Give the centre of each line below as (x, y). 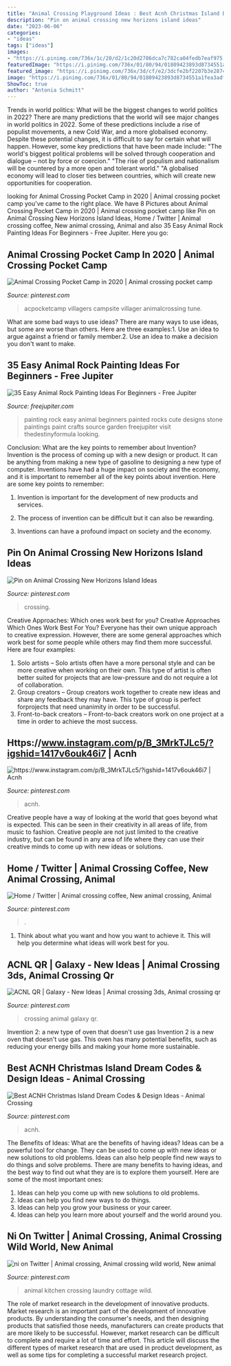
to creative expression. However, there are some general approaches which (114, 634)
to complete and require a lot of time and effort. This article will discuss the (113, 1340)
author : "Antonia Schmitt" (46, 90)
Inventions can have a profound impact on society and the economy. (114, 531)
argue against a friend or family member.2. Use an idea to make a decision (112, 336)
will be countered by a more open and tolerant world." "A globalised (103, 169)
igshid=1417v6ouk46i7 (57, 753)
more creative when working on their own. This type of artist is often (114, 670)
